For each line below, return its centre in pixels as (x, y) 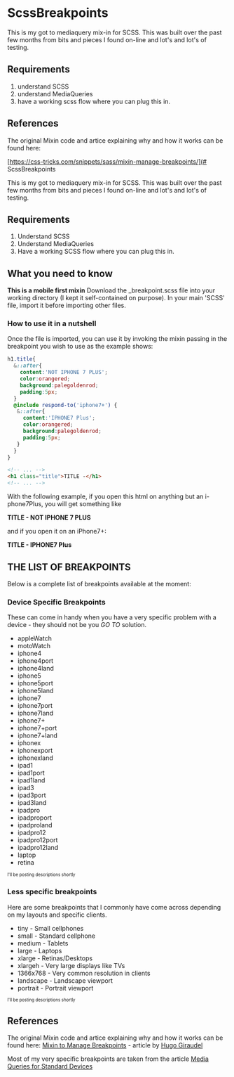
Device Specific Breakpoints (57, 602)
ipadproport (35, 818)
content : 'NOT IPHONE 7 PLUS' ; (64, 373)
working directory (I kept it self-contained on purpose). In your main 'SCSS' (116, 298)
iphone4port (35, 661)
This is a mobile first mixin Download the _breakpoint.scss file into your (111, 290)
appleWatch (35, 638)
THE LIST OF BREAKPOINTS (69, 567)
